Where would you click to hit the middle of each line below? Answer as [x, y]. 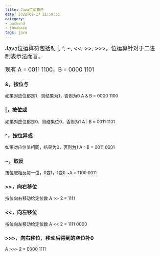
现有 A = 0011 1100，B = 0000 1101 [50, 69]
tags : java [16, 32]
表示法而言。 [27, 56]
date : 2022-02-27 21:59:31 [33, 14]
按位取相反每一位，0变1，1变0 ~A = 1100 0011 [51, 173]
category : [15, 19]
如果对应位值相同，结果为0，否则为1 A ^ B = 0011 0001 [60, 147]
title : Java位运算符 [24, 10]
